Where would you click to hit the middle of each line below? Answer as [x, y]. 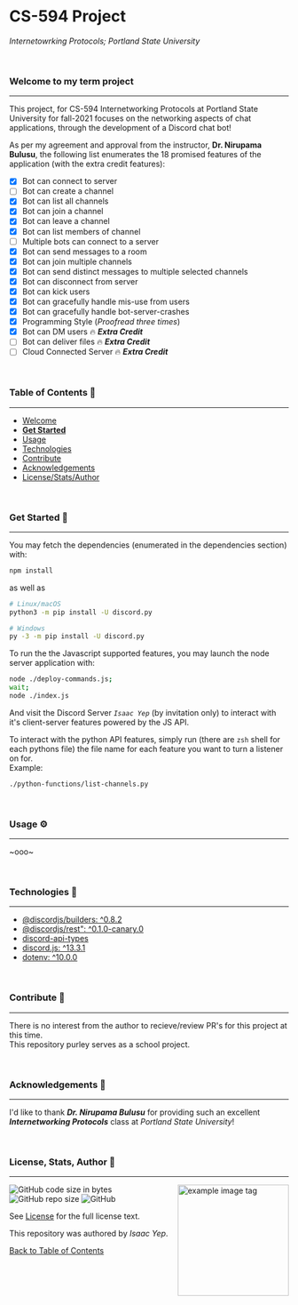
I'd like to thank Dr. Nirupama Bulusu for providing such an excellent [135, 1112]
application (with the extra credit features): [87, 164]
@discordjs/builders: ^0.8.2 [72, 920]
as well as [27, 588]
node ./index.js [39, 696]
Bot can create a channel [67, 191]
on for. [21, 758]
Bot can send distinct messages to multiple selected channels [135, 271]
